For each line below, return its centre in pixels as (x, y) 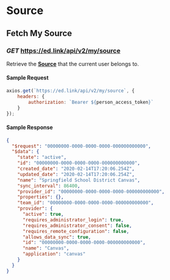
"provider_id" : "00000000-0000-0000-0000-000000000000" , (91, 191)
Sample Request (27, 78)
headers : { (31, 96)
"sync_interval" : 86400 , (49, 186)
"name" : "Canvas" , (46, 248)
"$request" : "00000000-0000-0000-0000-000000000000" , (81, 146)
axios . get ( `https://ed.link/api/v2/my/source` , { (71, 91)
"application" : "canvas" (54, 254)
